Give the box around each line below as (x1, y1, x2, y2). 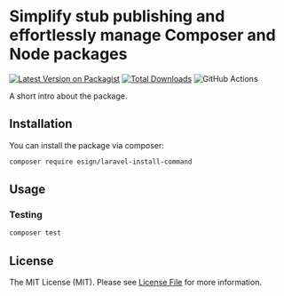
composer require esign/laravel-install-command (9, 157, 193, 166)
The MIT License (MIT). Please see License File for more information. (9, 277, 262, 287)
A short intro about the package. (9, 91, 128, 101)
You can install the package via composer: (9, 140, 164, 150)
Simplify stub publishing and (9, 6, 225, 27)
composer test (9, 228, 62, 237)
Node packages (9, 44, 128, 64)
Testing (9, 208, 43, 220)
